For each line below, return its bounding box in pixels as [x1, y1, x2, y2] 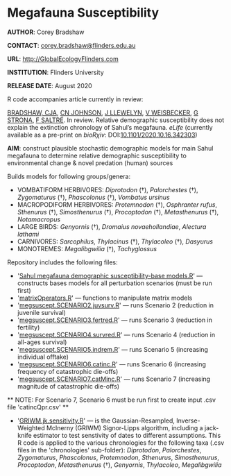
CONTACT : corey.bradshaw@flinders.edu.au [7, 41, 136, 49]
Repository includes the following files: [7, 258, 118, 266]
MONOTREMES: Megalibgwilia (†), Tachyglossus [17, 244, 157, 253]
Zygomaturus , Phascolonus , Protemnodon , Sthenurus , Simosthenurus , [17, 453, 220, 461]
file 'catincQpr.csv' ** [7, 402, 69, 411]
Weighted [17, 423, 45, 432]
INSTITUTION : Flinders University [7, 68, 104, 76]
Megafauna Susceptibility [7, 5, 160, 21]
